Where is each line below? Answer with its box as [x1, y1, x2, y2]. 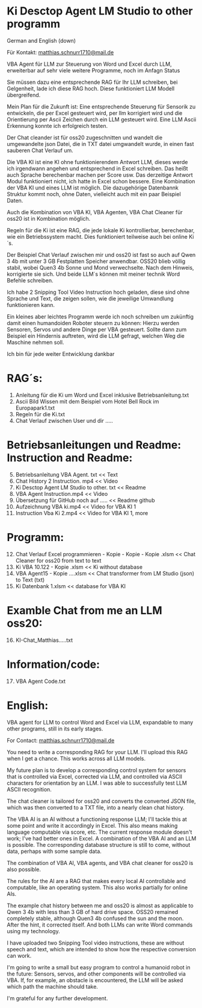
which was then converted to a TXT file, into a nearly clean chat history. [7, 804, 185, 811]
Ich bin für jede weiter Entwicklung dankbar [7, 350, 115, 357]
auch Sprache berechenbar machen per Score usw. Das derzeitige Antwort [7, 171, 193, 179]
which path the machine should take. [7, 983, 99, 990]
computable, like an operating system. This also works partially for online [7, 884, 188, 891]
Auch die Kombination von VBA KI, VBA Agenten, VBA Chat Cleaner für [7, 208, 183, 215]
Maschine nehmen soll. [7, 338, 64, 346]
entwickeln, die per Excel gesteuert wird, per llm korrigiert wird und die [7, 109, 183, 116]
